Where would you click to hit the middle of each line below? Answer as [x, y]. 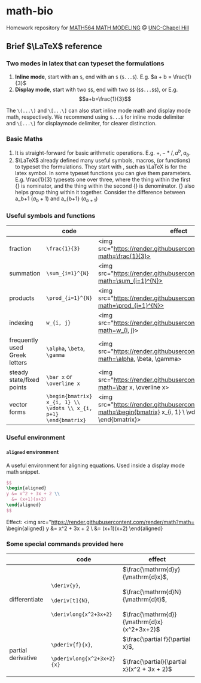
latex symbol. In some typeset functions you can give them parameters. [103, 173]
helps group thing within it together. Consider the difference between [100, 192]
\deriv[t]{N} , [70, 600]
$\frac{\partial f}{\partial [156, 639]
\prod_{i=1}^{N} [69, 298]
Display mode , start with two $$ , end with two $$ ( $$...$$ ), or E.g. [96, 89]
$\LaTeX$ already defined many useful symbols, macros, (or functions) [103, 161]
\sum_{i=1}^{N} [68, 273]
